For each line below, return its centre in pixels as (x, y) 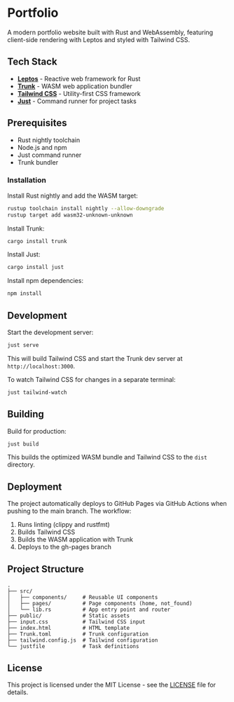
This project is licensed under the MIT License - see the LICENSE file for (111, 684)
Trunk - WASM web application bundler (75, 86)
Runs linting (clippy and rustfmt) (63, 525)
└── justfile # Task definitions (73, 647)
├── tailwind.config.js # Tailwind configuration (83, 640)
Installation (27, 180)
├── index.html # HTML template (69, 628)
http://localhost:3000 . (41, 366)
